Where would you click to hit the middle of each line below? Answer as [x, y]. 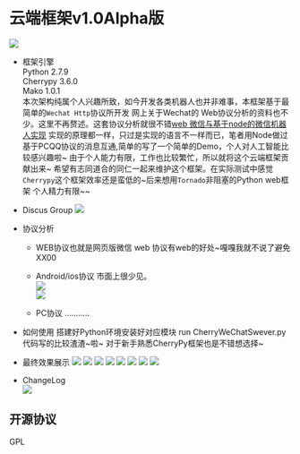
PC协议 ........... [63, 313]
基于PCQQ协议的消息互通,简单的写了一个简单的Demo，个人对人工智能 [152, 146]
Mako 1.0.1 [41, 90]
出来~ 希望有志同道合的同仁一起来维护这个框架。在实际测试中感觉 [151, 168]
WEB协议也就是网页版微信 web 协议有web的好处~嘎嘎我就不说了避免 [163, 247]
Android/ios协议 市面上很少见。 [94, 276]
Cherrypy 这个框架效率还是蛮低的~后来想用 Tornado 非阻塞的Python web [151, 179]
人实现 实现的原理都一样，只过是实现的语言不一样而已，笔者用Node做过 [155, 134]
